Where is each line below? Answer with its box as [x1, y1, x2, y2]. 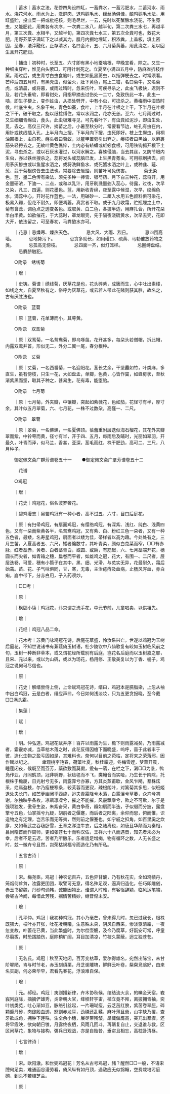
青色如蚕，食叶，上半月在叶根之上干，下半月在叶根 [58, 104, 165, 110]
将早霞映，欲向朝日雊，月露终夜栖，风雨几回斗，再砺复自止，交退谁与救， [5, 1021, 160, 1027]
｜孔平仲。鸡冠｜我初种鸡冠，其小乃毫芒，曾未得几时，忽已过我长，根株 [14, 915, 165, 921]
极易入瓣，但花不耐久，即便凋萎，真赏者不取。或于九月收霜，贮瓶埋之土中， [5, 200, 165, 205]
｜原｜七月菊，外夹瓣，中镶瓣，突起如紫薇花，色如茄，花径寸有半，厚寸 [14, 399, 165, 405]
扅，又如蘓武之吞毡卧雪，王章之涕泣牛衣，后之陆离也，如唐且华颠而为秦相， [5, 823, 165, 828]
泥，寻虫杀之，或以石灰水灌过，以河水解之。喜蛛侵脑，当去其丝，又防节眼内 [5, 149, 165, 154]
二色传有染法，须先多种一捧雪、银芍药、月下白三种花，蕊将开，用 [27, 174, 165, 180]
